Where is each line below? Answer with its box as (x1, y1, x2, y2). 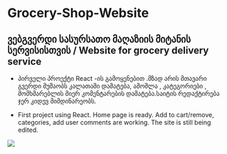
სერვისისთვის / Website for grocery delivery (7, 44, 209, 56)
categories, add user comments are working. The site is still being (17, 119, 211, 126)
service (7, 55, 42, 67)
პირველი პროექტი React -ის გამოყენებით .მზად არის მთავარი (17, 75, 207, 82)
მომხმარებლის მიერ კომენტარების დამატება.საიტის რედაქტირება (17, 89, 220, 97)
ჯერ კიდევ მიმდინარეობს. (17, 97, 97, 105)
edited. (17, 126, 39, 134)
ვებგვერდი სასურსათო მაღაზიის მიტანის (7, 33, 191, 45)
